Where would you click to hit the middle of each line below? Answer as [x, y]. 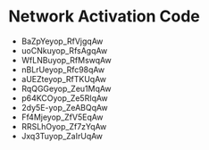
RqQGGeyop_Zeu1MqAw [66, 88]
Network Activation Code [104, 17]
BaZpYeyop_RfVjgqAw [62, 41]
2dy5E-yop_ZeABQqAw [64, 107]
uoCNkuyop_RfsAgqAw [64, 50]
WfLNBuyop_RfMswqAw [67, 60]
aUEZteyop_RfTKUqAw [63, 79]
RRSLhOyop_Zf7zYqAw [64, 126]
